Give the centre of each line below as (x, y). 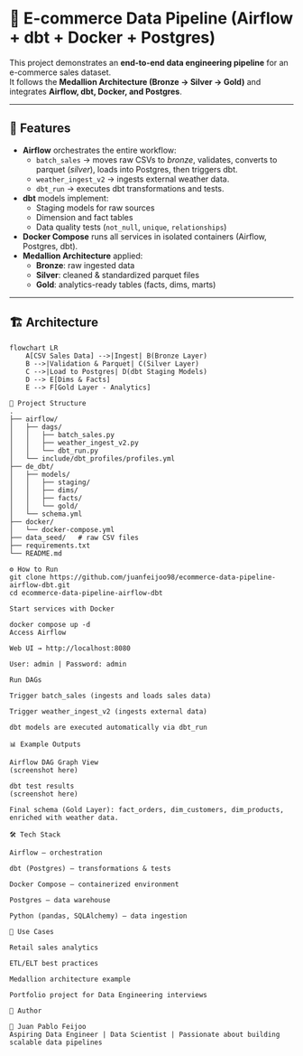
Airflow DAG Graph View (54, 762)
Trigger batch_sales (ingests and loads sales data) (110, 696)
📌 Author (26, 1011)
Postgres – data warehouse (60, 900)
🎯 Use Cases (32, 931)
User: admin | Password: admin (68, 664)
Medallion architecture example (70, 979)
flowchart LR (34, 348)
